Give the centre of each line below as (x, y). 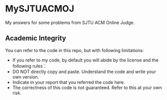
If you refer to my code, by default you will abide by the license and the (85, 60)
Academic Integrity (36, 38)
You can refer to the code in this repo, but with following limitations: (75, 50)
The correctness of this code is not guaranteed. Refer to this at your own (87, 87)
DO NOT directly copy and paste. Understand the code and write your (84, 71)
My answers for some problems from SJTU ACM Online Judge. (70, 22)
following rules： (30, 66)
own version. (26, 77)
